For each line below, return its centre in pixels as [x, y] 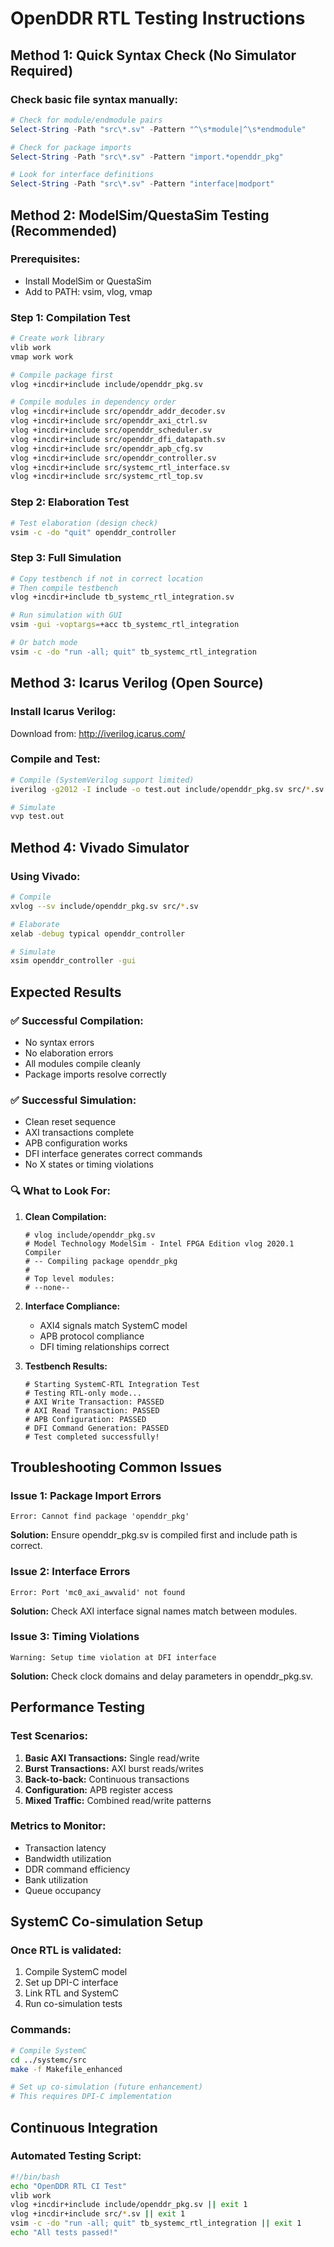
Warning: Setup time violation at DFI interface [113, 1657]
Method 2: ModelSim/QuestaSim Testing [140, 215]
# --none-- [47, 1287]
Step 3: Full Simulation [66, 558]
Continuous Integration [84, 2127]
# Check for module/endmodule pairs [86, 120]
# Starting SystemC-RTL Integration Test [112, 1384]
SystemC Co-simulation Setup [107, 1922]
